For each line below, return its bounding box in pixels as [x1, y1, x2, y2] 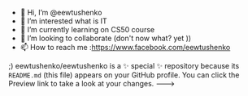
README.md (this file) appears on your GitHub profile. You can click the [8, 70, 240, 80]
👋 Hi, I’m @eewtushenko [20, 8, 102, 17]
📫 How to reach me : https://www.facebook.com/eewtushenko [20, 43, 231, 52]
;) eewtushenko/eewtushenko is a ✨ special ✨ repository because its [8, 61, 240, 70]
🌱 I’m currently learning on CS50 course [20, 25, 155, 34]
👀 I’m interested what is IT [20, 16, 107, 26]
